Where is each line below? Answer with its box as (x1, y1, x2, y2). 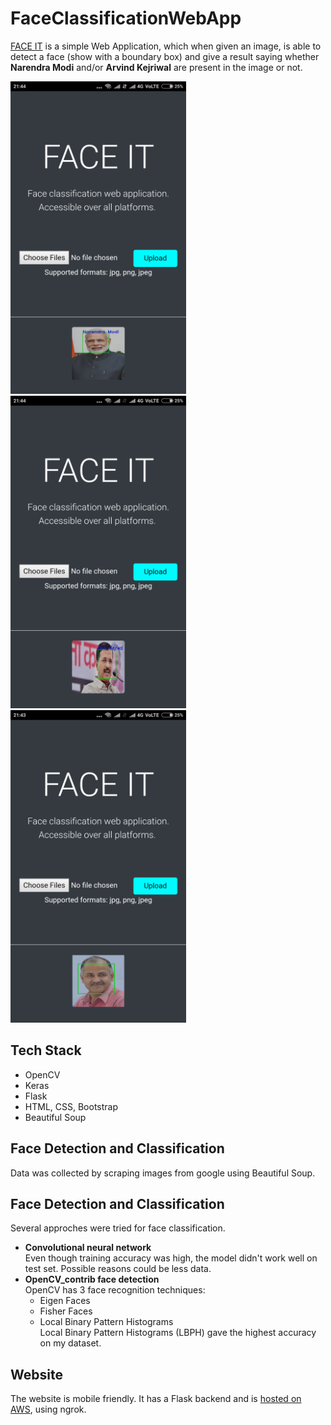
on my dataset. (39, 1337, 102, 1349)
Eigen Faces (39, 1295, 91, 1307)
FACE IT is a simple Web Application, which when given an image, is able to (10, 40, 322, 52)
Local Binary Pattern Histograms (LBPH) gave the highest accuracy (39, 1327, 317, 1339)
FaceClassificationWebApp (10, 7, 242, 30)
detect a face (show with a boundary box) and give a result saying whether (10, 50, 320, 62)
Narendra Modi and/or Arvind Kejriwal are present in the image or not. (10, 61, 303, 73)
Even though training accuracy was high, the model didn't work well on (24, 1252, 318, 1264)
